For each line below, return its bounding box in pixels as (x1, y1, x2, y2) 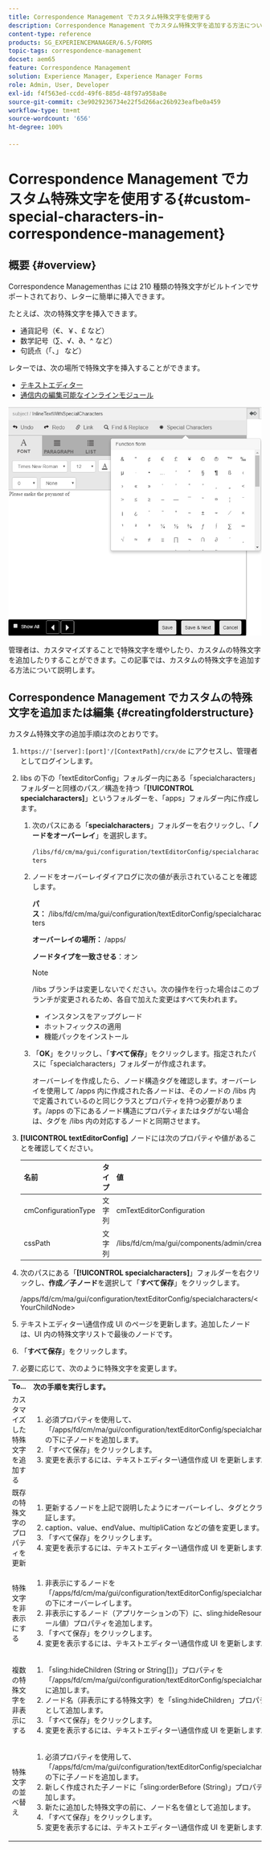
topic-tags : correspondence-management (8, 47, 142, 55)
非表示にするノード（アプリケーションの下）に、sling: (44, 1608, 225, 1618)
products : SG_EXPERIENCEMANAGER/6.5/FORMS (8, 39, 153, 47)
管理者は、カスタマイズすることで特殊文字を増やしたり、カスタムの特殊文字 (8, 644, 261, 655)
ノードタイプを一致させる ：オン (31, 952, 138, 961)
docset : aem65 (8, 55, 56, 64)
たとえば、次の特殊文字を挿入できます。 (8, 308, 142, 318)
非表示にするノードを (44, 1577, 117, 1588)
